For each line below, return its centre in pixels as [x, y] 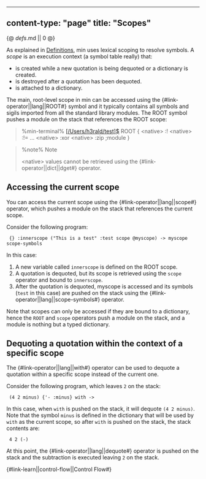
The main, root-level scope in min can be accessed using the [83, 99]
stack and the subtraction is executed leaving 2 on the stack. [83, 458]
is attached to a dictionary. [49, 88]
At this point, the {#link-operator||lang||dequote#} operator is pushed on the [103, 451]
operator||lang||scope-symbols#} [58, 299]
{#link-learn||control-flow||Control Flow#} [59, 469]
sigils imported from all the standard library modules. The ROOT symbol [97, 113]
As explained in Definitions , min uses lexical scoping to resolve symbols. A [100, 50]
